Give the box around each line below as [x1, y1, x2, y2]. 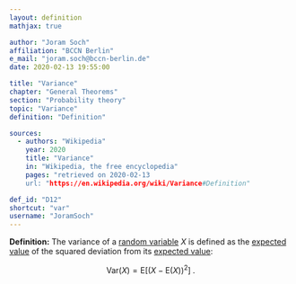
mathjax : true [9, 22, 63, 31]
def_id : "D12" [9, 195, 63, 204]
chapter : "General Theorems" [9, 87, 118, 96]
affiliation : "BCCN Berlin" [9, 46, 115, 55]
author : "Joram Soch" [9, 38, 91, 47]
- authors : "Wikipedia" [17, 137, 106, 146]
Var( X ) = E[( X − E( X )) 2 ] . [106, 263, 196, 275]
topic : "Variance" [9, 104, 78, 113]
